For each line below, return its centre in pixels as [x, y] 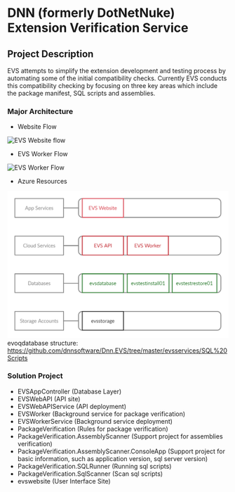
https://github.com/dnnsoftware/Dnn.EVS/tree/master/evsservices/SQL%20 [117, 351]
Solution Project [35, 376]
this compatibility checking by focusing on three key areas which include [113, 86]
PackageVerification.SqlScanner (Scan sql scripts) [90, 474]
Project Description [51, 54]
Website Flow [37, 127]
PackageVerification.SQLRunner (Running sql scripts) [94, 466]
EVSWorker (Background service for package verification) [101, 414]
